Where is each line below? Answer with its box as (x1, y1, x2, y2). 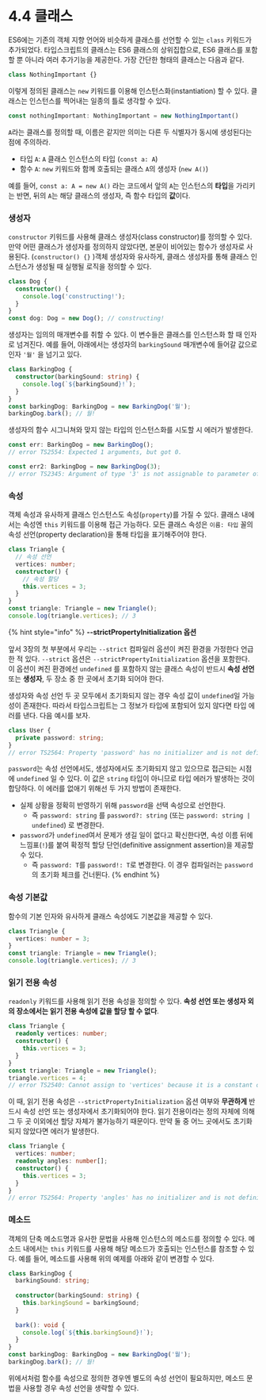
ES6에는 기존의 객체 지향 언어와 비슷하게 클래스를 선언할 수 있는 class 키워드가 (8, 35, 252, 44)
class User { (8, 726, 51, 734)
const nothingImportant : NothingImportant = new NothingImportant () (8, 112, 239, 120)
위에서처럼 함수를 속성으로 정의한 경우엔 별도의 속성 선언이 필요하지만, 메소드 (8, 1373, 245, 1383)
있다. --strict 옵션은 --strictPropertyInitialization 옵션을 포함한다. (25, 654, 251, 663)
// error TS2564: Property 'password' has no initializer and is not (8, 748, 243, 756)
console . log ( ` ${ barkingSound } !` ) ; (22, 380, 136, 388)
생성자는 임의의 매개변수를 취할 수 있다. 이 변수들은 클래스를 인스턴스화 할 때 (8, 330, 243, 340)
